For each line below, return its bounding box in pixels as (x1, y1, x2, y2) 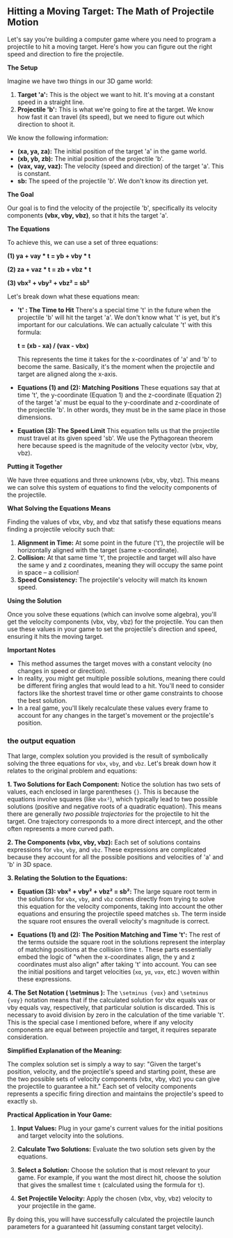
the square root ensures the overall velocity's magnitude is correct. (17, 917, 210, 926)
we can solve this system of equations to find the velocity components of (7, 483, 218, 491)
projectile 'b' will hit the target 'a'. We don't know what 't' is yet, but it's (17, 313, 220, 322)
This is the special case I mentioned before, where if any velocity (7, 1018, 193, 1027)
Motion (7, 17, 39, 29)
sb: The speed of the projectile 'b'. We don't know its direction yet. (17, 176, 209, 185)
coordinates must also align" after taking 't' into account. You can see (17, 960, 217, 969)
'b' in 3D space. (7, 861, 53, 869)
